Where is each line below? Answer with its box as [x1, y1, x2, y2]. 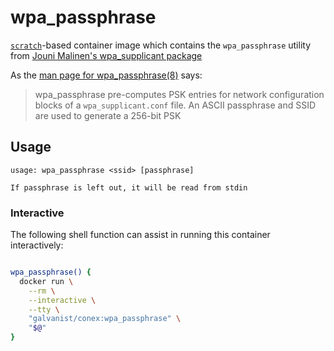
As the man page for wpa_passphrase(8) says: [10, 69, 203, 81]
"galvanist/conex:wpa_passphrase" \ [28, 314, 182, 324]
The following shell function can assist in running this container [10, 229, 271, 241]
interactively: [10, 239, 64, 251]
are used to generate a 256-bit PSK [34, 109, 182, 121]
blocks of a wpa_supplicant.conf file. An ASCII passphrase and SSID [34, 99, 317, 111]
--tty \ [28, 304, 60, 315]
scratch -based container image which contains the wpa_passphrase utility [10, 39, 312, 51]
